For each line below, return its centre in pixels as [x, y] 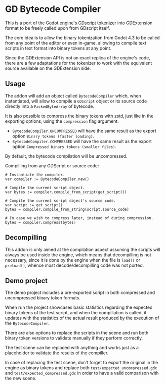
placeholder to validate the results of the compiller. [57, 353]
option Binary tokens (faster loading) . [53, 136]
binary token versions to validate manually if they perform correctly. [74, 338]
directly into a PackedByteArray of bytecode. [50, 106]
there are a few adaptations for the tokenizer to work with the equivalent [79, 63]
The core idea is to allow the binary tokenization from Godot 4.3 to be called [82, 38]
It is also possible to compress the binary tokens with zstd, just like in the [79, 116]
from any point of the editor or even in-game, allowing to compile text [76, 43]
